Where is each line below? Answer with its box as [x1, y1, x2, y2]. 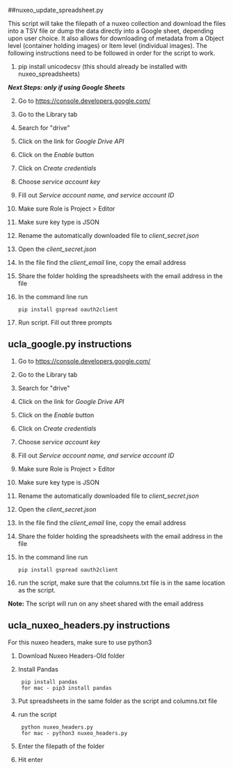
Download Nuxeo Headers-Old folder [17, 651, 125, 660]
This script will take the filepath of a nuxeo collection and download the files [8, 19, 226, 27]
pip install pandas [21, 678, 78, 686]
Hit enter [17, 755, 44, 763]
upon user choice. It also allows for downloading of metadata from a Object [8, 34, 225, 42]
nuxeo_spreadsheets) [17, 70, 81, 78]
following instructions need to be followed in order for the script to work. [8, 49, 216, 57]
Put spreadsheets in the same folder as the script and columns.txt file [17, 697, 218, 705]
